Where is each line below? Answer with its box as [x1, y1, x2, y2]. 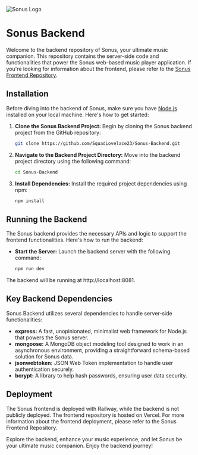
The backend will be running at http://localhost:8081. [6, 277, 136, 284]
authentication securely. [14, 366, 74, 373]
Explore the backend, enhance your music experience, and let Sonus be [6, 435, 183, 442]
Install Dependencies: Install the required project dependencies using [14, 179, 187, 187]
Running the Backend [6, 214, 87, 224]
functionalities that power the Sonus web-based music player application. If [6, 58, 191, 66]
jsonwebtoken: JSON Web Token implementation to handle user [14, 359, 174, 366]
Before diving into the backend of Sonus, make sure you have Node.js [6, 104, 177, 112]
